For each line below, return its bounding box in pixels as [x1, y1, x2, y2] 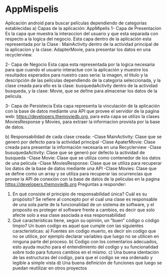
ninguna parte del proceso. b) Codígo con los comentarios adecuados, [12, 238, 158, 245]
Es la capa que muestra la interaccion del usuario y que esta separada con [5, 30, 159, 36]
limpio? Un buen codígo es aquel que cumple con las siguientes [12, 223, 144, 229]
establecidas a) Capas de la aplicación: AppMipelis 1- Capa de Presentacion [5, 25, 162, 31]
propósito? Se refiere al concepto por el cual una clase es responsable [12, 196, 158, 202]
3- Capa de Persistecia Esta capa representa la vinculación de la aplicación [5, 103, 160, 109]
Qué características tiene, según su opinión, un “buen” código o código [12, 217, 160, 223]
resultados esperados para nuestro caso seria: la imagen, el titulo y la [5, 72, 148, 78]
